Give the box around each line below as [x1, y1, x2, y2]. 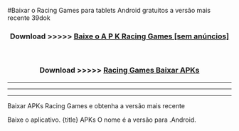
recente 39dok [7, 14, 51, 22]
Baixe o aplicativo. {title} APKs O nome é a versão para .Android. [7, 115, 197, 124]
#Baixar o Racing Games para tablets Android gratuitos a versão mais [7, 6, 211, 14]
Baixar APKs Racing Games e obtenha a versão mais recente [7, 101, 186, 110]
